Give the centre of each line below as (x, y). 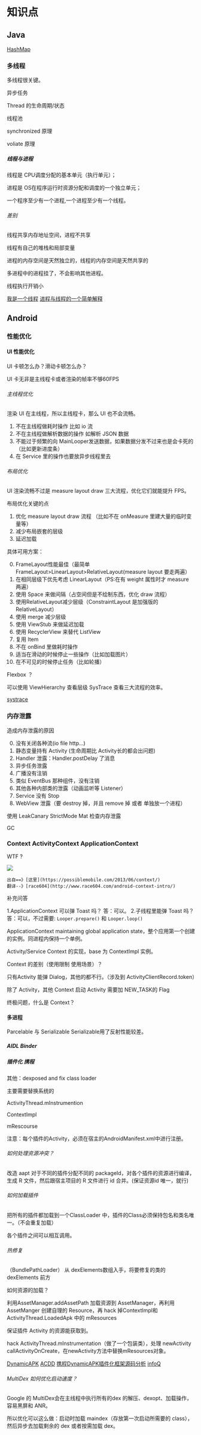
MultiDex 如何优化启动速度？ (42, 1379)
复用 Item (27, 639)
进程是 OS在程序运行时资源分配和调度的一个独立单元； (74, 188)
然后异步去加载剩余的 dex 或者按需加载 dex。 (63, 1426)
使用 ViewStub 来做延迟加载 (50, 624)
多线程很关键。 (25, 80)
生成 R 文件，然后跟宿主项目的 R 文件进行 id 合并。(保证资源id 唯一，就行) (98, 1181)
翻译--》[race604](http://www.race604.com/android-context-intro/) (91, 886)
